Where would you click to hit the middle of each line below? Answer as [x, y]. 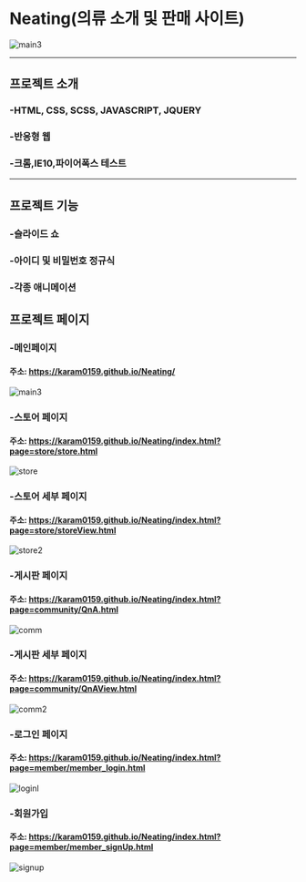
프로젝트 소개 [44, 84]
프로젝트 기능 [44, 205]
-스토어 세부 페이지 [48, 497]
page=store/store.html [54, 451]
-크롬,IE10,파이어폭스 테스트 [68, 163]
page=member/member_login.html [77, 768]
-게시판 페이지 [39, 576]
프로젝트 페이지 [50, 320]
